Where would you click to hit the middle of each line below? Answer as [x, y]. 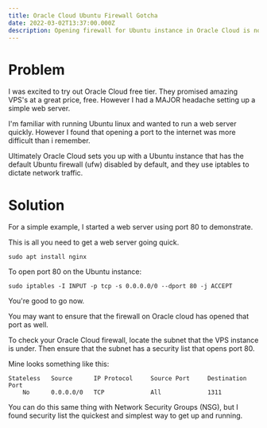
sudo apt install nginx [48, 257]
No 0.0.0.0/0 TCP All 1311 [122, 393]
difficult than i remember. [49, 141]
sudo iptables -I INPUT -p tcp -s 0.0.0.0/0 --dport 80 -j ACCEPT [120, 287]
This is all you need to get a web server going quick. [94, 242]
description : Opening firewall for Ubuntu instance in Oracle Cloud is [129, 30]
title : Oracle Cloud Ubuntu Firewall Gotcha [83, 15]
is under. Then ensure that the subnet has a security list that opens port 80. [132, 349]
